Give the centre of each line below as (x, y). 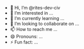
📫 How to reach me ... (34, 29)
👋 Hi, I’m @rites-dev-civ (35, 8)
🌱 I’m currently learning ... (37, 18)
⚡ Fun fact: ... (24, 42)
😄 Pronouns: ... (26, 36)
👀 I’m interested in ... (32, 13)
